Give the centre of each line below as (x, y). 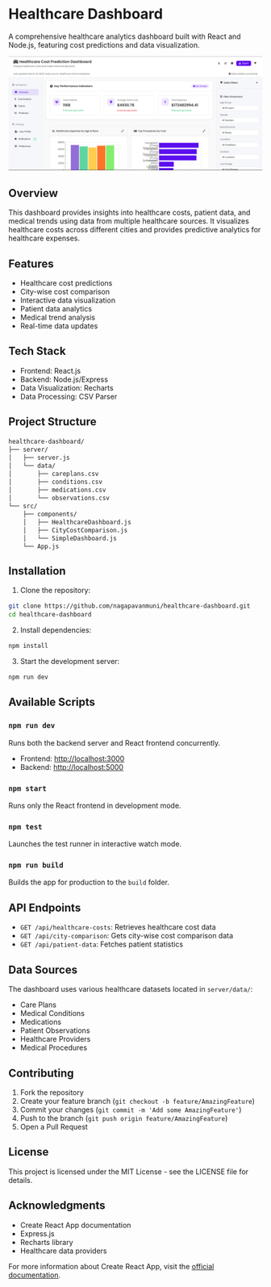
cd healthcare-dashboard (50, 615)
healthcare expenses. (44, 238)
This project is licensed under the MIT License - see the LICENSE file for (128, 1172)
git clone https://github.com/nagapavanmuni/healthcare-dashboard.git (129, 606)
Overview (33, 193)
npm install (28, 646)
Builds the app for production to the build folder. (89, 882)
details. (21, 1180)
